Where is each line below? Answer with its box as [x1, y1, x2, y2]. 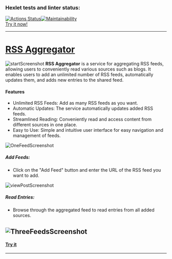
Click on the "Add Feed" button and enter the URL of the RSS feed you [12, 167, 161, 173]
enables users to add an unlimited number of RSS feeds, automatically [5, 72, 154, 78]
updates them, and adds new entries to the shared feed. [5, 77, 124, 83]
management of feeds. [12, 132, 61, 139]
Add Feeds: [5, 154, 30, 160]
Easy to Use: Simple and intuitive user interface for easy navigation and [12, 127, 164, 133]
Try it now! [5, 21, 28, 27]
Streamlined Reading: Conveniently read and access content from [12, 116, 152, 123]
